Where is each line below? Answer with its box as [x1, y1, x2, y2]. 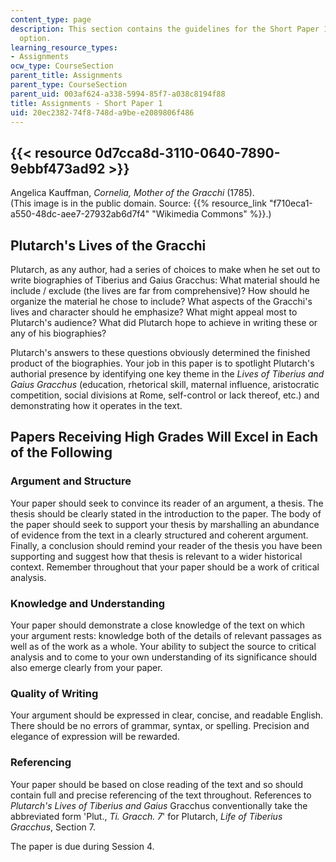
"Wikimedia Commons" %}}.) [151, 208, 272, 220]
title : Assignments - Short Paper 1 [10, 98, 163, 108]
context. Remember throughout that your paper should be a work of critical [10, 561, 320, 573]
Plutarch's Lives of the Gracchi [10, 237, 207, 254]
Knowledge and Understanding [10, 596, 166, 610]
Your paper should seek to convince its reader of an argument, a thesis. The [10, 497, 324, 509]
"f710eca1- [268, 197, 313, 210]
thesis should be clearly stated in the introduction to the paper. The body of [10, 507, 322, 520]
